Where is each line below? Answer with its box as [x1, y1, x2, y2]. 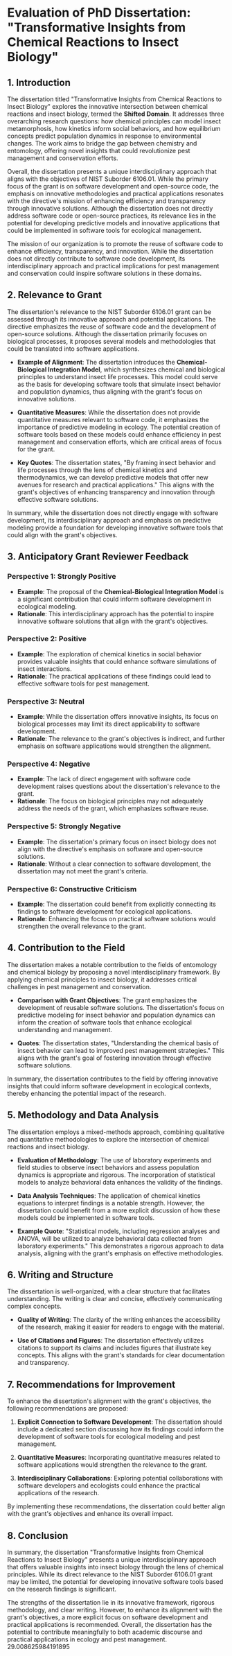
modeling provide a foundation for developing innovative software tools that [7, 523, 224, 532]
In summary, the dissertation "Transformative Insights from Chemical [7, 1548, 204, 1557]
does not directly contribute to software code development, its [7, 254, 186, 263]
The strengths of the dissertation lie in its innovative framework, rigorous [7, 1598, 215, 1607]
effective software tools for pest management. [17, 679, 150, 688]
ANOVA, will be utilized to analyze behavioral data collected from [17, 1234, 203, 1242]
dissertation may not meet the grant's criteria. [17, 866, 148, 875]
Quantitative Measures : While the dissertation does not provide [17, 408, 201, 417]
